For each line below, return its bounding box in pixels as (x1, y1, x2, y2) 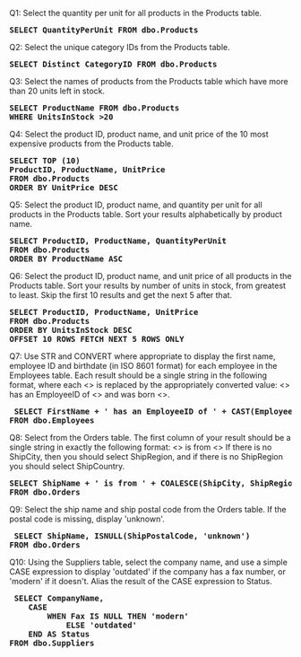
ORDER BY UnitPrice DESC (9, 183, 118, 192)
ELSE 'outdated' (65, 620, 137, 630)
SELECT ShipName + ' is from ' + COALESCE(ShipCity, (9, 478, 246, 488)
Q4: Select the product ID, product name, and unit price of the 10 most (9, 129, 269, 139)
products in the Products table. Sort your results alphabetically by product (9, 209, 282, 219)
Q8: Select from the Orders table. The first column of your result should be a (9, 433, 291, 442)
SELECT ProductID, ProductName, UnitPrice (9, 307, 199, 317)
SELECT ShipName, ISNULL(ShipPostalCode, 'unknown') (13, 531, 251, 541)
